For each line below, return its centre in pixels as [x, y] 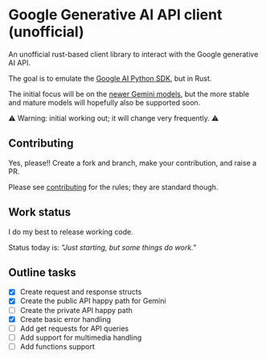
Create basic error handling [65, 319]
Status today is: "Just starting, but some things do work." [102, 247]
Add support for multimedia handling [81, 337]
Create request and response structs [81, 292]
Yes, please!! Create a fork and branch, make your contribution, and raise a [133, 163]
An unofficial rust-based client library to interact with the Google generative [133, 54]
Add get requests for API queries [74, 328]
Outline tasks [42, 272]
